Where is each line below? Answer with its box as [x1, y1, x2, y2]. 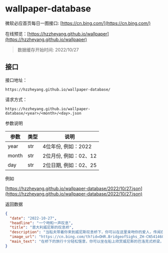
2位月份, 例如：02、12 [42, 152, 97, 159]
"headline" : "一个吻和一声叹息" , [9, 220, 73, 225]
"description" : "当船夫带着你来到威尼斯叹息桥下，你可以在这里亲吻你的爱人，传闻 [9, 229, 161, 235]
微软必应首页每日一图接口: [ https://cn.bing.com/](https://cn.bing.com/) [5, 20, 151, 26]
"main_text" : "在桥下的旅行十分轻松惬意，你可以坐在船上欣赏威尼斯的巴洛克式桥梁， [9, 239, 164, 244]
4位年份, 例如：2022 [42, 143, 92, 150]
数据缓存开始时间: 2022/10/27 [17, 46, 79, 52]
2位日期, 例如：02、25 [42, 161, 97, 168]
